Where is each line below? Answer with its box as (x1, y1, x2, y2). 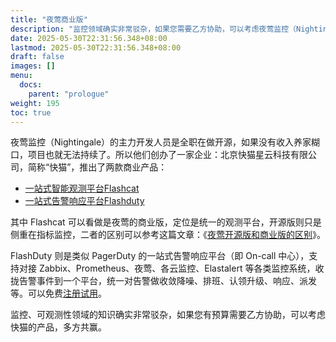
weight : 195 (10, 98, 60, 108)
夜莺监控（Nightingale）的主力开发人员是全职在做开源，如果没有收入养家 (10, 136, 312, 148)
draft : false (10, 52, 65, 62)
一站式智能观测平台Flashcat (24, 182, 140, 195)
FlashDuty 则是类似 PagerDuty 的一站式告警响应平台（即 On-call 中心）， (10, 250, 310, 262)
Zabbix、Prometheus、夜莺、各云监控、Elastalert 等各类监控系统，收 (38, 262, 325, 275)
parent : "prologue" (28, 89, 110, 99)
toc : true (10, 107, 52, 118)
